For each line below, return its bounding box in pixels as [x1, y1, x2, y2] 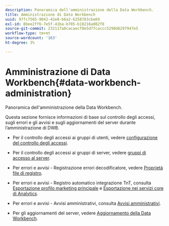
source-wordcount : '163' [5, 36, 57, 41]
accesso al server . [12, 155, 51, 161]
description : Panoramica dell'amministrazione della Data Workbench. [5, 7, 154, 13]
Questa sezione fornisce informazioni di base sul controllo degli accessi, [5, 114, 155, 120]
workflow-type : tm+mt [5, 31, 51, 36]
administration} [5, 88, 72, 99]
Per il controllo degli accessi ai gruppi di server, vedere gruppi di [12, 149, 146, 156]
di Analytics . [12, 190, 39, 196]
